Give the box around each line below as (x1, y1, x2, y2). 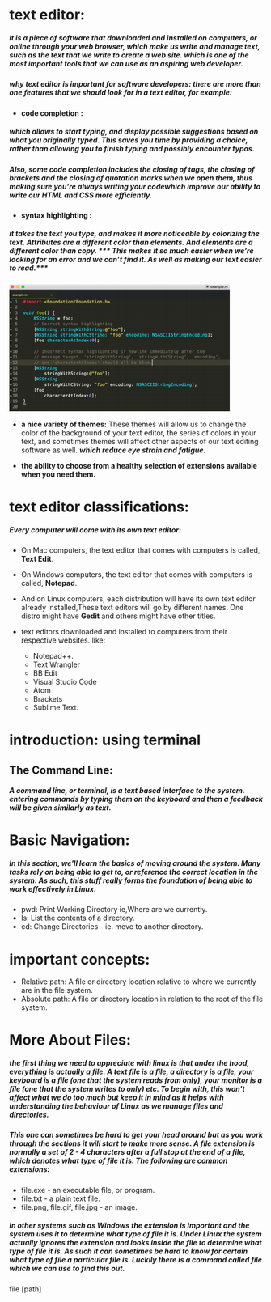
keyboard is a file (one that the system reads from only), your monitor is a (9, 1075, 262, 1085)
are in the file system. (20, 986, 93, 995)
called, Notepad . (20, 579, 78, 587)
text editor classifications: (9, 498, 189, 516)
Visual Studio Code (32, 677, 97, 686)
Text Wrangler (32, 659, 80, 669)
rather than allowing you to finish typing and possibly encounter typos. (9, 144, 256, 154)
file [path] (9, 1284, 42, 1294)
